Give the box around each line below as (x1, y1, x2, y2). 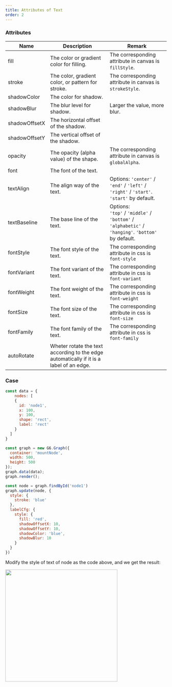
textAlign (8, 185, 30, 192)
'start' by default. (110, 194, 155, 201)
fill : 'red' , (18, 516, 47, 522)
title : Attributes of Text (5, 7, 63, 13)
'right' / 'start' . (110, 188, 153, 195)
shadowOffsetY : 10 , (18, 526, 60, 531)
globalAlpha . (110, 158, 140, 165)
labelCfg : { (10, 507, 36, 512)
